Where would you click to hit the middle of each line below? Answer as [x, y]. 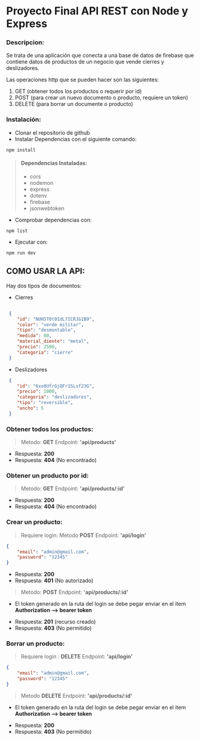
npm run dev [21, 253]
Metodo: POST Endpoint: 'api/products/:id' [74, 592]
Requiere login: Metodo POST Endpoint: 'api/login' [83, 535]
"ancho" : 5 [30, 408]
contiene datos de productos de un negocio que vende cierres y [85, 62]
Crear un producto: [34, 522]
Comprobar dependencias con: [53, 220]
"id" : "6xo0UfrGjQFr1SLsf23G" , [56, 386]
